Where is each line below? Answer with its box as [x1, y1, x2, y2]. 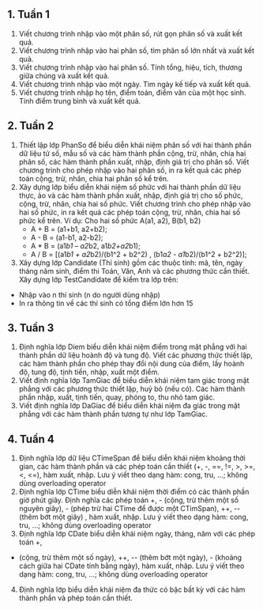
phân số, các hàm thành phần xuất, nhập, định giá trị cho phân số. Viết [18, 157, 250, 166]
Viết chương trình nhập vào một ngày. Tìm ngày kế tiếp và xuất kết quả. [18, 79, 251, 89]
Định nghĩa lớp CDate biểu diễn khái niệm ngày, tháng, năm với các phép [18, 529, 256, 539]
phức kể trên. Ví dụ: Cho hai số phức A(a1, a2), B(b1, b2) [18, 215, 201, 225]
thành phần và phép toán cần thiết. [18, 593, 133, 603]
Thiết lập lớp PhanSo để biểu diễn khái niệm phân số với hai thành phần [18, 140, 252, 150]
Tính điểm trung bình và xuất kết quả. [18, 96, 141, 105]
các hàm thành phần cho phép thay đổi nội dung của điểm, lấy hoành [18, 359, 245, 369]
